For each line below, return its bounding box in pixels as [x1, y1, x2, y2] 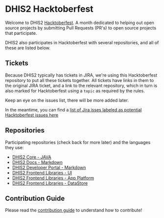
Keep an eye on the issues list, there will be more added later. [5, 97, 129, 103]
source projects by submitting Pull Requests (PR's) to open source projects [5, 25, 157, 30]
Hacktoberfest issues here [5, 112, 59, 118]
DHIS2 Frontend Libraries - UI [12, 169, 72, 175]
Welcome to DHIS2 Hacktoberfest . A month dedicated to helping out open [5, 20, 154, 26]
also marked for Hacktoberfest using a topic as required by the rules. [5, 87, 145, 94]
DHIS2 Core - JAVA [12, 154, 51, 160]
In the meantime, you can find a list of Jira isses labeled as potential [5, 107, 142, 112]
